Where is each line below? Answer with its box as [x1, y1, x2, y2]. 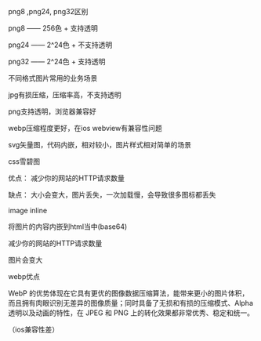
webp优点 [8, 272, 41, 281]
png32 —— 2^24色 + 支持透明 [8, 57, 106, 66]
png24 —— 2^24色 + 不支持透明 [8, 40, 113, 49]
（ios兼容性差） [8, 325, 60, 334]
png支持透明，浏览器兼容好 [8, 107, 96, 116]
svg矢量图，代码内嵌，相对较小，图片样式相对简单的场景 [8, 140, 192, 149]
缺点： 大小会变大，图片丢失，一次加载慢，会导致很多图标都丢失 [8, 190, 216, 199]
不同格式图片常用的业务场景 [8, 74, 98, 82]
